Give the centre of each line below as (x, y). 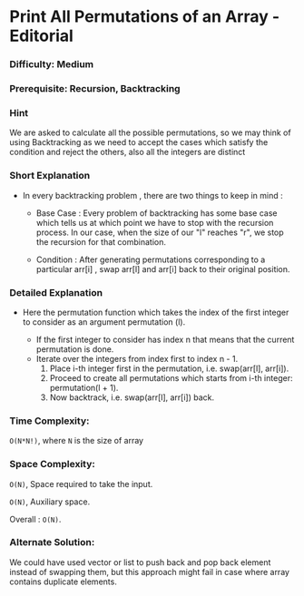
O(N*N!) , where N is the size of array (76, 441)
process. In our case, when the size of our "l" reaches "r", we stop (160, 232)
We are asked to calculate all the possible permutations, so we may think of (151, 132)
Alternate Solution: (52, 542)
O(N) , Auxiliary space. (50, 502)
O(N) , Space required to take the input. (81, 484)
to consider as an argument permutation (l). (104, 322)
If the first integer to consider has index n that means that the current (165, 339)
